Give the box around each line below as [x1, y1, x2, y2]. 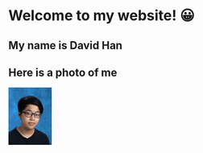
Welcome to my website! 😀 [8, 6, 195, 25]
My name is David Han [8, 39, 123, 52]
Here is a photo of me [8, 65, 118, 79]
